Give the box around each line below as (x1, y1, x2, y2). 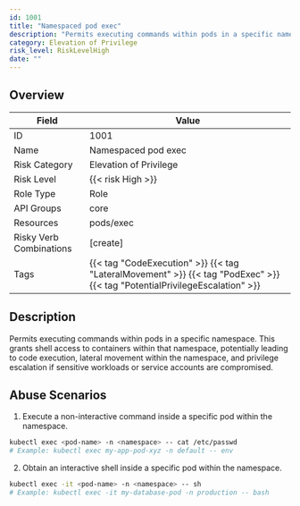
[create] (88, 236, 123, 249)
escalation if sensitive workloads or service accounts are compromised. (9, 361, 274, 372)
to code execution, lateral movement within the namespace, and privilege (9, 352, 279, 363)
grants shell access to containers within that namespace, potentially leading (9, 342, 288, 353)
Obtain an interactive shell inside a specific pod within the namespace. (21, 462, 283, 474)
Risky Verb (13, 231, 60, 243)
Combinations (13, 242, 73, 255)
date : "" (9, 55, 42, 63)
